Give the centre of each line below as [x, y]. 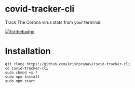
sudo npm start [20, 81]
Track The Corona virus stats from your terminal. [53, 22]
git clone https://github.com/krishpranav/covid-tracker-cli [68, 64]
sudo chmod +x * [21, 73]
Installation [28, 51]
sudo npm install [22, 77]
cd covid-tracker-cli [27, 68]
